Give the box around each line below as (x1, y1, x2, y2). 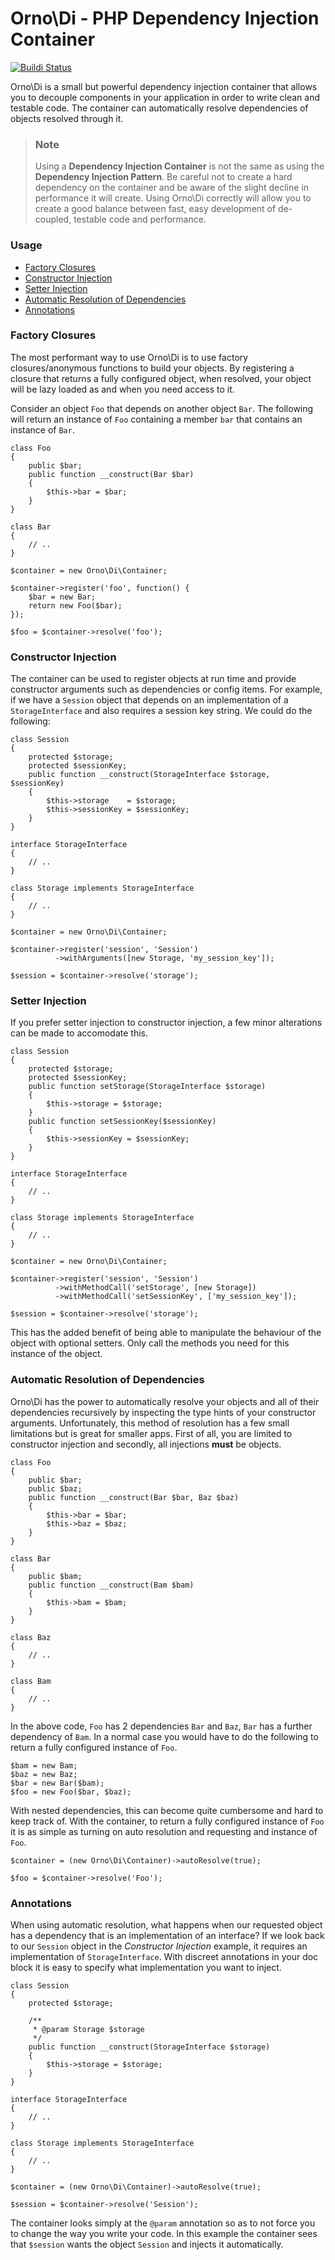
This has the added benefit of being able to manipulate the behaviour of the (10, 1327, 322, 1339)
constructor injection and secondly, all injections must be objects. (10, 1438, 282, 1450)
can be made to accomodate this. (10, 1027, 149, 1039)
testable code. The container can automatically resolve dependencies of (10, 102, 309, 114)
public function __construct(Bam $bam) (28, 1580, 195, 1590)
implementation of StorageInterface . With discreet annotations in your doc (10, 1951, 319, 1963)
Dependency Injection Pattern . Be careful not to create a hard (34, 171, 293, 183)
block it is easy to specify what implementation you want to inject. (10, 1962, 282, 1974)
